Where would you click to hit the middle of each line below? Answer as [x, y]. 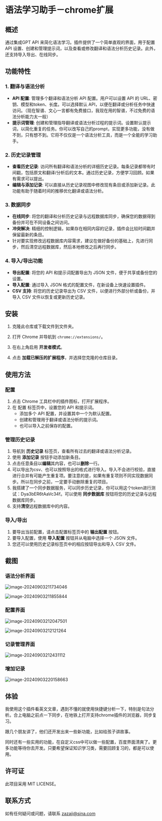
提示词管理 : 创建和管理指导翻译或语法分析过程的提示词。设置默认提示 [81, 122]
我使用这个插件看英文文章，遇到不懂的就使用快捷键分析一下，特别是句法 [77, 709]
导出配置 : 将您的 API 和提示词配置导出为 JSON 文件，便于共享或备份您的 [85, 273]
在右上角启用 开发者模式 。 [38, 347]
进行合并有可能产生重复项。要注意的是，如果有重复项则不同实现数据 [80, 476]
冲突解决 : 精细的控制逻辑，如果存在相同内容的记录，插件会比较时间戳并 [84, 228]
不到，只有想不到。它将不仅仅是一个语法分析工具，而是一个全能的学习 [82, 135]
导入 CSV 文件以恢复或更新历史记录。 [50, 297]
